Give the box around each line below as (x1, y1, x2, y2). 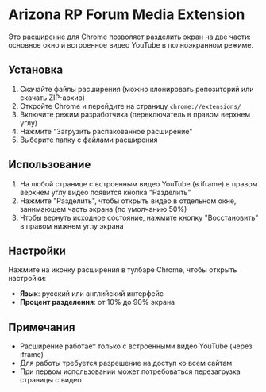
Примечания (8, 320, 75, 334)
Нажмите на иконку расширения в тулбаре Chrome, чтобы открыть (8, 265, 237, 275)
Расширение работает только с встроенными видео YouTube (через (19, 341, 253, 351)
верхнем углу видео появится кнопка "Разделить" (19, 187, 191, 197)
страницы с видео (19, 375, 82, 385)
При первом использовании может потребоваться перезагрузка (19, 367, 241, 376)
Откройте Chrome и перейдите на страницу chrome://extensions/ (19, 101, 241, 110)
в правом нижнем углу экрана (19, 221, 125, 231)
